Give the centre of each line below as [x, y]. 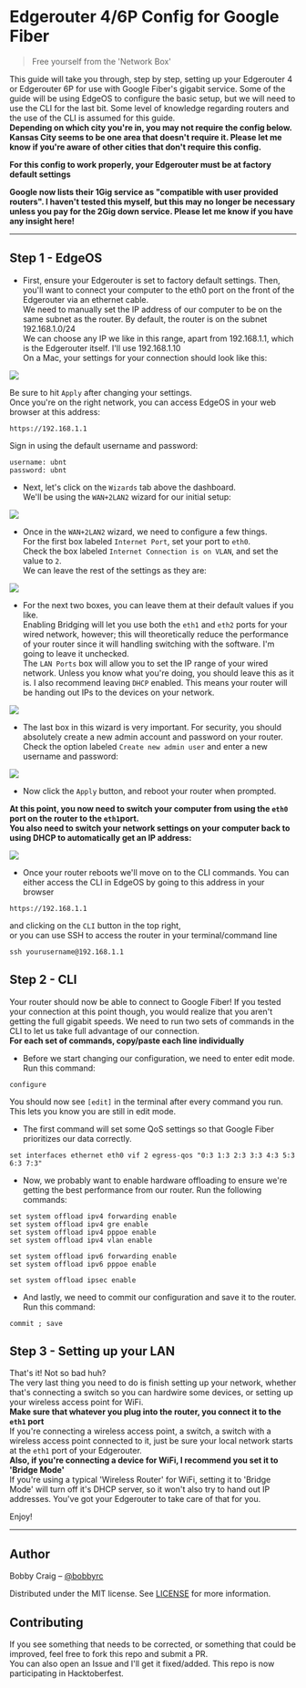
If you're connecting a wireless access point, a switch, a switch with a [140, 1431]
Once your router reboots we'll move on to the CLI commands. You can [156, 872]
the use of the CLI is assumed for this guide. [92, 118]
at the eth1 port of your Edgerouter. [76, 1451]
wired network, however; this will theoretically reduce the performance [155, 634]
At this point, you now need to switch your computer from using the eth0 [149, 808]
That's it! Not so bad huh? [58, 1373]
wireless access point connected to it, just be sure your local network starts [151, 1441]
